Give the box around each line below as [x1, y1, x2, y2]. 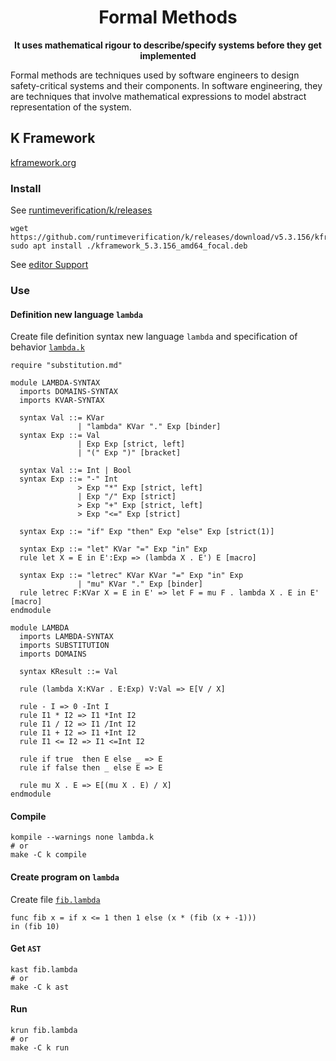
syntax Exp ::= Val [19, 431, 101, 441]
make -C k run [10, 1042, 70, 1053]
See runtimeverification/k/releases [10, 204, 153, 216]
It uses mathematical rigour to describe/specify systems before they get [14, 39, 322, 51]
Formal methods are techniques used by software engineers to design [10, 69, 300, 81]
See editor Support [10, 259, 89, 271]
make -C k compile [10, 850, 87, 860]
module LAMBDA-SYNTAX [10, 378, 101, 388]
